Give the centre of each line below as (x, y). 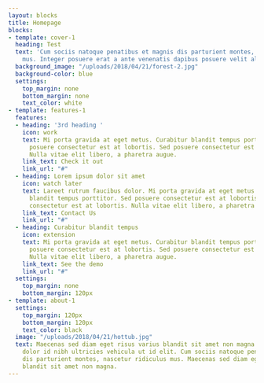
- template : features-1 (47, 111)
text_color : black (52, 330)
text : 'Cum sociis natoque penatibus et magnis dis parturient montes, (135, 52)
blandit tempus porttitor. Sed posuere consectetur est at (127, 198)
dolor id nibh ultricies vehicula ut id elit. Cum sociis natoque (133, 352)
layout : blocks (33, 15)
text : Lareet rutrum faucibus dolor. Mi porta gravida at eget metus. (140, 191)
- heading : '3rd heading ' (59, 125)
